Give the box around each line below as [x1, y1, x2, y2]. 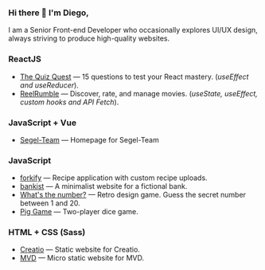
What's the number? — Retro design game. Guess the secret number [19, 190, 247, 200]
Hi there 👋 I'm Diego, [8, 7, 89, 18]
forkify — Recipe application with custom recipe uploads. [19, 173, 208, 182]
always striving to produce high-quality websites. [8, 33, 170, 43]
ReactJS [8, 53, 41, 65]
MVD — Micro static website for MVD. [19, 253, 145, 263]
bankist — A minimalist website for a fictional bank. [19, 182, 188, 191]
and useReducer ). [19, 80, 80, 90]
